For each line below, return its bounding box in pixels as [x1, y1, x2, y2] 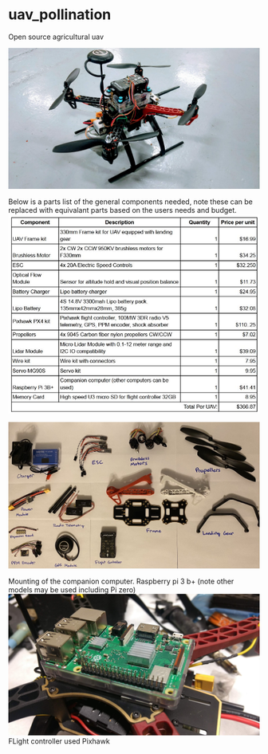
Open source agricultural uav [8, 32, 104, 41]
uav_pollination [8, 6, 112, 24]
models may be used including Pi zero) [8, 585, 136, 595]
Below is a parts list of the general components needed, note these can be [8, 197, 254, 206]
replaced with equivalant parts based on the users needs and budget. [8, 206, 237, 215]
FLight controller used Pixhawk [8, 736, 110, 746]
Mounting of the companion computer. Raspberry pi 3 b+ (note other [8, 576, 235, 587]
